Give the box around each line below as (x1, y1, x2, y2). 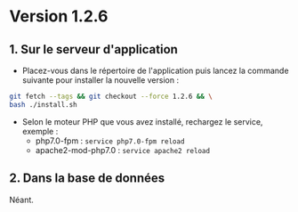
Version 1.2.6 (9, 6, 109, 27)
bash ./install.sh (9, 100, 77, 109)
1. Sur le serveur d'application (9, 42, 178, 57)
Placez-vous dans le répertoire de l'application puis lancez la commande (21, 65, 289, 76)
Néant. (9, 194, 34, 205)
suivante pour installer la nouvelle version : (21, 75, 180, 86)
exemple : (21, 126, 59, 136)
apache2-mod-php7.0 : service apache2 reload (35, 144, 211, 155)
